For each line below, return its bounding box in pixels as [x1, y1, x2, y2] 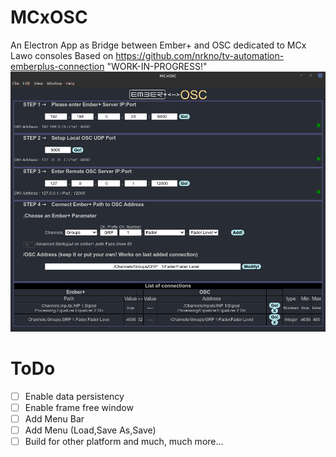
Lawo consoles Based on [10, 49, 114, 61]
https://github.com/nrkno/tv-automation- [115, 49, 285, 61]
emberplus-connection [10, 60, 105, 72]
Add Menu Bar [24, 412, 85, 425]
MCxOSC [10, 6, 88, 29]
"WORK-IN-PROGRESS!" [106, 60, 208, 72]
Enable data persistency [24, 390, 125, 402]
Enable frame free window [24, 401, 134, 413]
